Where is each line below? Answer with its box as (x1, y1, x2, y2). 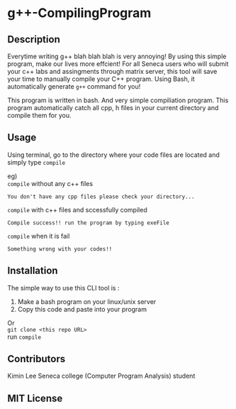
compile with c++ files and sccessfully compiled (7, 205, 147, 214)
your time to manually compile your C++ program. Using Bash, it (7, 75, 195, 83)
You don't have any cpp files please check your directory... (7, 193, 195, 200)
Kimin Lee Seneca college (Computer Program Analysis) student (7, 371, 196, 381)
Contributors (7, 353, 66, 365)
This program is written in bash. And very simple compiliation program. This (7, 96, 229, 104)
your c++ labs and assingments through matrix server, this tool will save (7, 67, 218, 75)
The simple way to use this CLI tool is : (7, 283, 120, 292)
